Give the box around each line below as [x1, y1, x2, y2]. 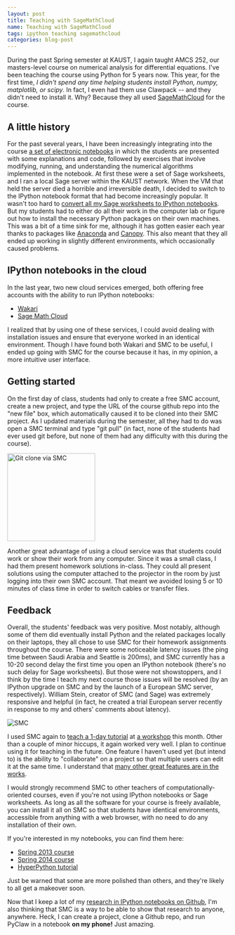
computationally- [166, 783, 215, 792]
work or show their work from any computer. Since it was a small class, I [7, 554, 216, 562]
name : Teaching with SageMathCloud [7, 23, 112, 30]
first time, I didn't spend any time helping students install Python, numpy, [7, 78, 219, 86]
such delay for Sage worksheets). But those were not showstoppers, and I [7, 668, 222, 676]
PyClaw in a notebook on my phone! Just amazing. [7, 920, 156, 929]
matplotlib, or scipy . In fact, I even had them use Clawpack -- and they [7, 86, 212, 94]
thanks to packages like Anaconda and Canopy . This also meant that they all [7, 229, 228, 238]
